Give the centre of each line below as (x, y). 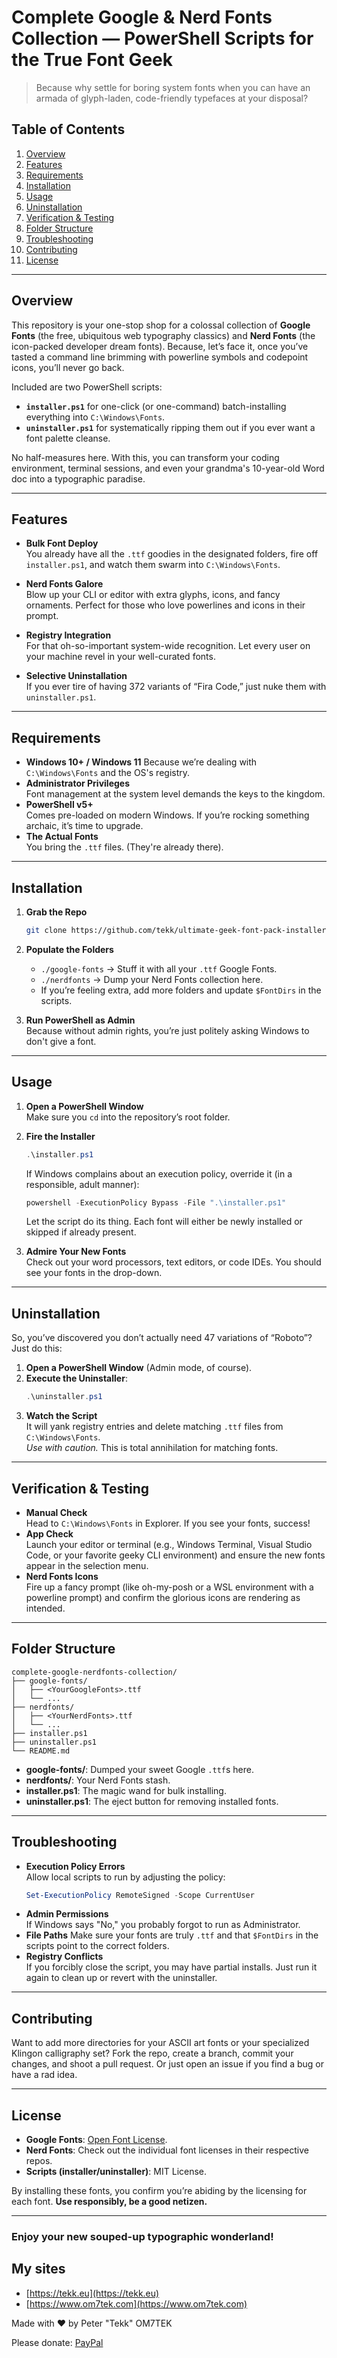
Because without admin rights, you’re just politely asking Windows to (167, 1030)
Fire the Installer (60, 1136)
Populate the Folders (69, 949)
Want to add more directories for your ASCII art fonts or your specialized (160, 2043)
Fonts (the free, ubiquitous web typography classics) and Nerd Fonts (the (163, 335)
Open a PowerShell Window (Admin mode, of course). (139, 1368)
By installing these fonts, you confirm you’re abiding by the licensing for (159, 2191)
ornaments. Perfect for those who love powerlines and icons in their (165, 605)
